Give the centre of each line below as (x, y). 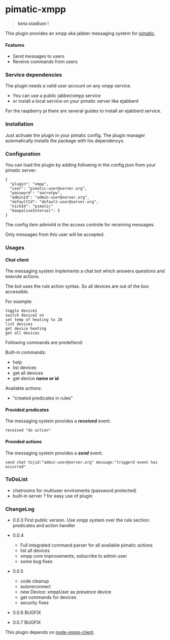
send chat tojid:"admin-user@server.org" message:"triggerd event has (81, 462)
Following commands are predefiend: (44, 343)
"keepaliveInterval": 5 (35, 211)
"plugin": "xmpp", (29, 184)
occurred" (16, 467)
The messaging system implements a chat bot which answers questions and (85, 271)
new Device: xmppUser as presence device (66, 592)
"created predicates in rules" (43, 398)
